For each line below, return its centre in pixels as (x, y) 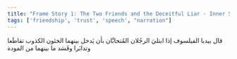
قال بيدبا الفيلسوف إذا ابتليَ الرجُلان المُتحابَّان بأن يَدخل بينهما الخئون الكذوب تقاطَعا (115, 40)
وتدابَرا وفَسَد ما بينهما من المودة (49, 48)
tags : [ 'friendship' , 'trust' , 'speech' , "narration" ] (90, 20)
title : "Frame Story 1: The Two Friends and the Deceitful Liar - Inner (116, 14)
